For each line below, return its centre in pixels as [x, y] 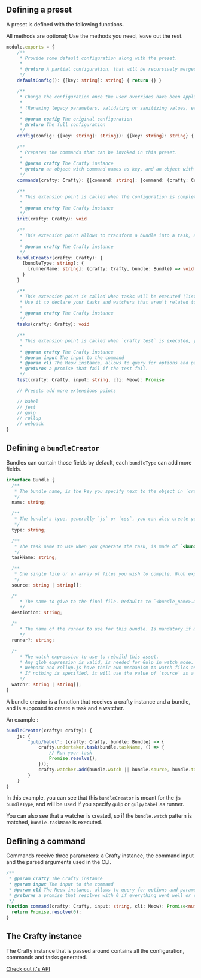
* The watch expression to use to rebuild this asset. [89, 657]
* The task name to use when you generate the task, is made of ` [99, 546]
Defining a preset [39, 10]
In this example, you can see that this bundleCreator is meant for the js [94, 798]
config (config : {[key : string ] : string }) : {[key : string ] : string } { [106, 136]
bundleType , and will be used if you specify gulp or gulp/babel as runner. [95, 804]
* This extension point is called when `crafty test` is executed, [105, 341]
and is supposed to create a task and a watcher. [65, 708]
